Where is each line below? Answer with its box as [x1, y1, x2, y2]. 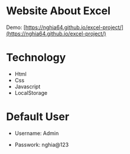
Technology [6, 51, 66, 65]
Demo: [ [6, 24, 26, 31]
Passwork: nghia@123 [14, 141, 69, 148]
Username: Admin [14, 129, 59, 137]
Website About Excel [6, 4, 111, 18]
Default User [6, 110, 70, 124]
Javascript [14, 83, 41, 90]
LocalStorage [14, 89, 48, 96]
